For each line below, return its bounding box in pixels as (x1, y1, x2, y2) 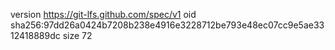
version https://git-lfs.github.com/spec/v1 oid (10, 9, 197, 20)
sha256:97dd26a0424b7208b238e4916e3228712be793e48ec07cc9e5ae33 (10, 19, 325, 31)
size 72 (62, 30, 93, 41)
